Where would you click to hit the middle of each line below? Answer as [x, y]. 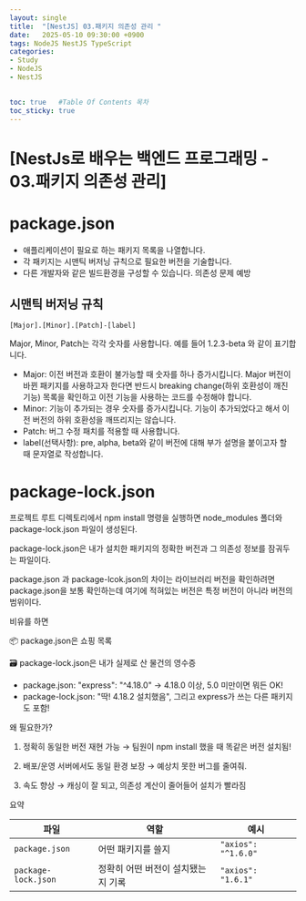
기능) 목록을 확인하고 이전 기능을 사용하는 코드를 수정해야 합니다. [137, 397]
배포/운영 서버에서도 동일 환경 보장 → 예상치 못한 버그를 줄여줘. [135, 766]
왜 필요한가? [31, 727]
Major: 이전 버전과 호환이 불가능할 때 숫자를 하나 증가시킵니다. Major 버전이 [157, 374]
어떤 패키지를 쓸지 [134, 850]
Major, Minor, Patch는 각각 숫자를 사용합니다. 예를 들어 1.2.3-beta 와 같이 [141, 343]
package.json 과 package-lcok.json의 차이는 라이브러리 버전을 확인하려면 [143, 579]
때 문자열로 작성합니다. [63, 454]
